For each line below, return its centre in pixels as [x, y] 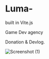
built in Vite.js [19, 22]
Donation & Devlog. [25, 42]
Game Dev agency [24, 32]
